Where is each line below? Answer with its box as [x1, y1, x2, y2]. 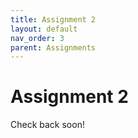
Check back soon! [10, 119, 85, 131]
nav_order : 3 [10, 33, 65, 43]
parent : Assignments [10, 42, 97, 53]
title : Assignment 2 [10, 14, 97, 25]
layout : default [10, 24, 78, 34]
